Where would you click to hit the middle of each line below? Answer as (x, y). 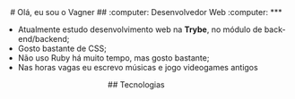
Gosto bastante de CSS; (62, 48)
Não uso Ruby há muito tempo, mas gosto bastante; (113, 58)
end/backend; (43, 39)
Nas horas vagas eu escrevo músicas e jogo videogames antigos (138, 67)
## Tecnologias (136, 85)
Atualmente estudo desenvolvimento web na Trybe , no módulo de (140, 29)
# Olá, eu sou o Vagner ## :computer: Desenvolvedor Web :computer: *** (146, 12)
